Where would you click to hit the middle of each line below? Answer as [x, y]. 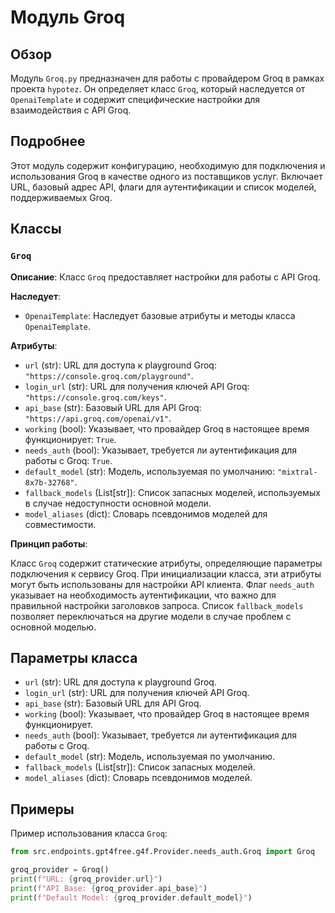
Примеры [42, 809]
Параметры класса [74, 657]
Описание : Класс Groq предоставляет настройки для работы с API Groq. [165, 277]
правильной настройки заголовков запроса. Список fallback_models [157, 605]
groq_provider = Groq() [60, 870]
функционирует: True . [70, 439]
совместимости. [60, 524]
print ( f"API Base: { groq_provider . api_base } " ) [109, 888]
